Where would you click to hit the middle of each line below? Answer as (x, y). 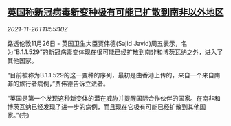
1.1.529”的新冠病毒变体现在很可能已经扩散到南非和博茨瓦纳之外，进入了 (122, 52)
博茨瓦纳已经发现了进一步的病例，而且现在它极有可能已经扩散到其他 (103, 106)
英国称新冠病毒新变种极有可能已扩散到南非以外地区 (115, 12)
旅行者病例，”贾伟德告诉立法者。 (64, 84)
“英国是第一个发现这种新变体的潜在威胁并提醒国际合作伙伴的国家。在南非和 (114, 98)
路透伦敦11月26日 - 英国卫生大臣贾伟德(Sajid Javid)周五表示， (94, 43)
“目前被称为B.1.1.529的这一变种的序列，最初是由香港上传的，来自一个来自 (111, 75)
